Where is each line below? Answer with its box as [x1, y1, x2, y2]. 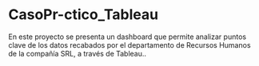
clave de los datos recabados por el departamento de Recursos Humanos [8, 40, 251, 49]
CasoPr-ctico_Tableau [8, 6, 158, 24]
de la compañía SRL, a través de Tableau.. [8, 49, 146, 58]
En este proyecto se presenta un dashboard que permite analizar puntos [8, 32, 246, 41]
